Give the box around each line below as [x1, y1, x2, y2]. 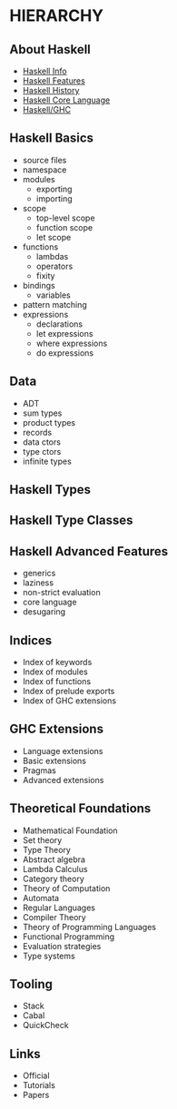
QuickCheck [22, 1020, 70, 1031]
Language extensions [22, 745, 103, 756]
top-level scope [35, 212, 95, 223]
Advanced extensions [22, 774, 104, 785]
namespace [22, 164, 67, 175]
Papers [22, 1090, 50, 1101]
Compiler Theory [22, 911, 86, 922]
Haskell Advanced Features [9, 544, 169, 559]
